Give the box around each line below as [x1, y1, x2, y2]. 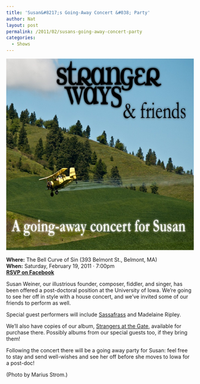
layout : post [6, 22, 39, 28]
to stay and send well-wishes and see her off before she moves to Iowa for [6, 353, 190, 360]
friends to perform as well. [6, 299, 71, 306]
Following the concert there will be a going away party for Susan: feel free [6, 347, 188, 354]
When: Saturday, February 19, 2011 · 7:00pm [6, 263, 115, 269]
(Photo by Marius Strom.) [6, 371, 68, 378]
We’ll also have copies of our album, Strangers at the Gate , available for [6, 322, 182, 330]
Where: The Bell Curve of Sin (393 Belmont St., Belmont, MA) [6, 256, 158, 263]
